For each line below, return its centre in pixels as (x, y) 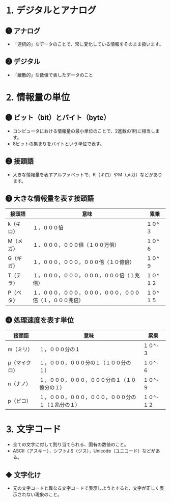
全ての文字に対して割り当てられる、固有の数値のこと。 (70, 444)
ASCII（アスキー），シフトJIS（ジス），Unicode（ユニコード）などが (84, 451)
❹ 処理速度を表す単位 (39, 320)
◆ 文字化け (23, 475)
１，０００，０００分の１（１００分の (85, 363)
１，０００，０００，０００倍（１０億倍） (84, 262)
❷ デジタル (23, 62)
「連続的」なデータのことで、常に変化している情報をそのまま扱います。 (88, 44)
